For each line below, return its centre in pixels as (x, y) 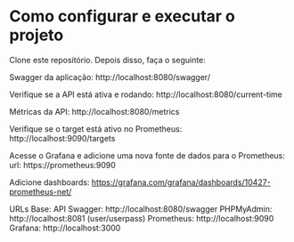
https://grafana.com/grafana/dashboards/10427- (181, 182)
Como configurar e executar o (122, 16)
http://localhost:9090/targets (62, 138)
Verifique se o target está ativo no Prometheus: (96, 129)
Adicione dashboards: (49, 182)
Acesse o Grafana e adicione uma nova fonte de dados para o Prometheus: (147, 155)
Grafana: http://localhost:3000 (65, 228)
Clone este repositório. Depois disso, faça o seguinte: (108, 60)
